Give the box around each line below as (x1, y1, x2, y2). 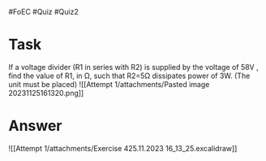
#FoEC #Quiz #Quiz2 (8, 7, 79, 16)
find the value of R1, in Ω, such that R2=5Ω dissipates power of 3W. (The (8, 71, 251, 80)
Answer (8, 117, 62, 135)
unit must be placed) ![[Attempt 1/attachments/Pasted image (8, 79, 210, 89)
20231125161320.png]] (8, 88, 84, 98)
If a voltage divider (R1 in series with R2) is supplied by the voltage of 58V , (8, 62, 259, 72)
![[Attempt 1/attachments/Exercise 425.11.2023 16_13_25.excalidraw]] (8, 143, 238, 153)
